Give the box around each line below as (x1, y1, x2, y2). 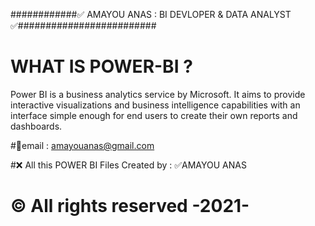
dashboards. (10, 120, 63, 132)
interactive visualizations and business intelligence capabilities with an (10, 99, 301, 111)
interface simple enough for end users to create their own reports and (10, 109, 298, 121)
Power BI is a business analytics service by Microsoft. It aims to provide (10, 88, 306, 100)
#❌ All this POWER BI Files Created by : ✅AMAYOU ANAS (10, 159, 247, 171)
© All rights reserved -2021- (10, 195, 250, 218)
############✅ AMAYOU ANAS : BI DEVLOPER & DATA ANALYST (10, 9, 292, 20)
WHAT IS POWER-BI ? (10, 55, 193, 78)
